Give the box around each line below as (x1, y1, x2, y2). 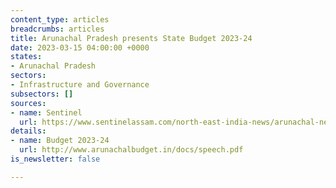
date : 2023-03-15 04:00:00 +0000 (10, 42, 150, 53)
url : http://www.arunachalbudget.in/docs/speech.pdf (19, 145, 244, 155)
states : (10, 52, 43, 62)
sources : (10, 98, 47, 108)
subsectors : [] (10, 89, 74, 99)
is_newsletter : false (10, 154, 101, 164)
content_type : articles (10, 14, 110, 25)
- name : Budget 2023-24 (10, 136, 110, 146)
